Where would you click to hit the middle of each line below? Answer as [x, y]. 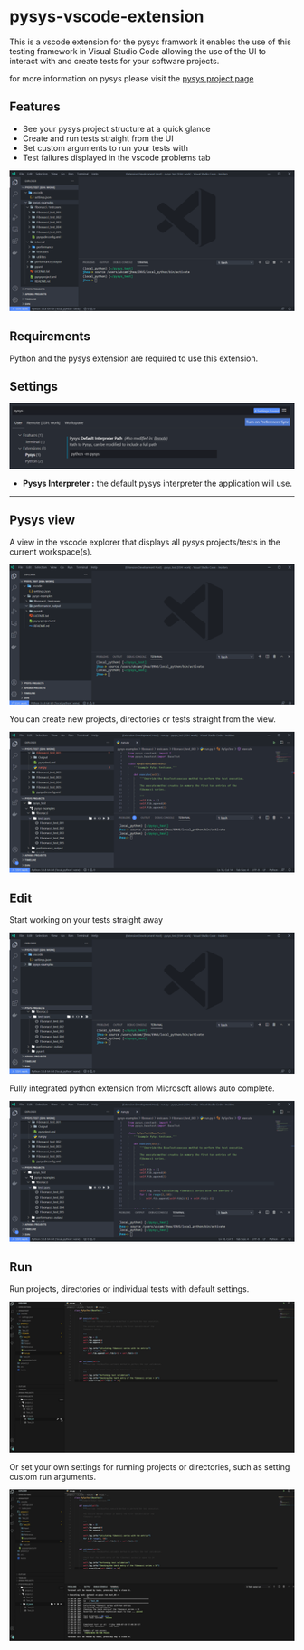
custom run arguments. [53, 1477]
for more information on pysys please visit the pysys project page [132, 78]
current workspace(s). [51, 551]
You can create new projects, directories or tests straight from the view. [142, 719]
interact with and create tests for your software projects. [114, 61]
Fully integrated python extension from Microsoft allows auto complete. [142, 1088]
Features [35, 107]
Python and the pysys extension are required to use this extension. [134, 358]
